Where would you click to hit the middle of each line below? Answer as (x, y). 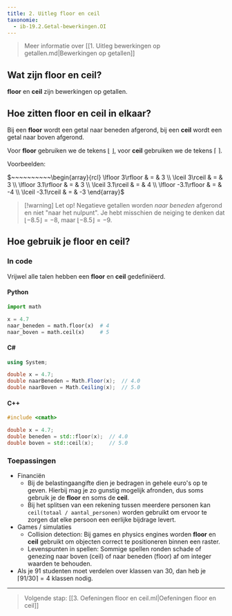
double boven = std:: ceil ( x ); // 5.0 (68, 443)
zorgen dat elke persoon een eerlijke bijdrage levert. (101, 520)
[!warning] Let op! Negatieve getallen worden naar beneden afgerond (123, 205)
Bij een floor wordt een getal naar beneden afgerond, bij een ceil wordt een (115, 130)
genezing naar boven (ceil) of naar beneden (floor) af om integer (119, 557)
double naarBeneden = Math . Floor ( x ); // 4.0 (74, 381)
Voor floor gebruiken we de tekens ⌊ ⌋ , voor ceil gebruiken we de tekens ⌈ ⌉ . (115, 150)
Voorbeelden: (27, 164)
